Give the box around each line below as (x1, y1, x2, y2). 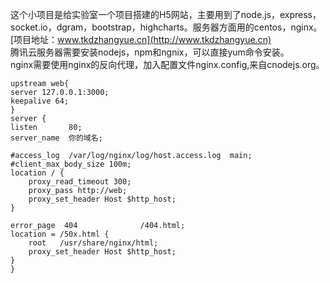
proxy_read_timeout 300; (28, 177, 132, 187)
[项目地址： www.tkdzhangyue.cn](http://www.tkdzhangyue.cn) (10, 34, 272, 45)
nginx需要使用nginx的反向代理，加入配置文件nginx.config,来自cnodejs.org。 (10, 59, 325, 70)
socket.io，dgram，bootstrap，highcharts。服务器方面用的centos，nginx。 (10, 21, 323, 33)
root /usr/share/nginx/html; (28, 238, 159, 248)
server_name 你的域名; (10, 133, 103, 143)
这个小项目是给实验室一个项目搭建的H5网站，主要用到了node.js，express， (10, 9, 322, 20)
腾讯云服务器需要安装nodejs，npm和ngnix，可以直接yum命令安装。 (10, 46, 290, 58)
